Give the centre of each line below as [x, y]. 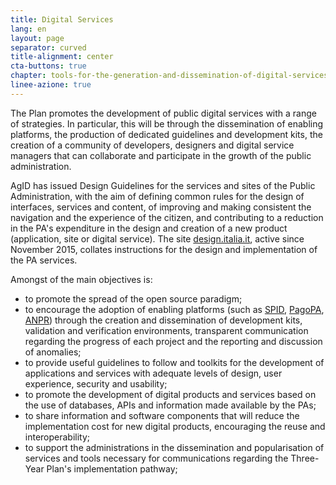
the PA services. [44, 260]
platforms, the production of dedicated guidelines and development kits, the [166, 134]
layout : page [37, 38]
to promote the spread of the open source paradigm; [133, 298]
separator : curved [48, 47]
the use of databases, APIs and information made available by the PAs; [170, 405]
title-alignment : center [62, 57]
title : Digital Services [62, 19]
